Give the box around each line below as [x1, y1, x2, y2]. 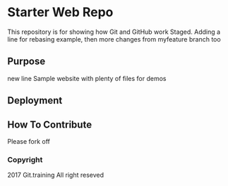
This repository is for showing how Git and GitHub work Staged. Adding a [7, 27, 221, 36]
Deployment [7, 94, 63, 106]
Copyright [7, 154, 43, 164]
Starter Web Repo [7, 4, 114, 20]
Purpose [7, 56, 46, 68]
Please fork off [7, 137, 51, 145]
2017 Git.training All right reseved [7, 170, 104, 180]
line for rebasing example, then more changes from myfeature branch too [7, 35, 221, 43]
